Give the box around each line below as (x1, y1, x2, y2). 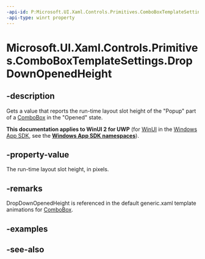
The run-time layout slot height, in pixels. (6, 166, 109, 173)
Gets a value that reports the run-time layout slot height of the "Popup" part (6, 107, 196, 115)
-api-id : (6, 9, 29, 15)
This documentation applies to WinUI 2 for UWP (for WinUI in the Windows (6, 126, 197, 133)
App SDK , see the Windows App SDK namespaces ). (6, 132, 139, 139)
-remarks (6, 183, 43, 194)
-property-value (6, 149, 70, 160)
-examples (6, 224, 48, 234)
